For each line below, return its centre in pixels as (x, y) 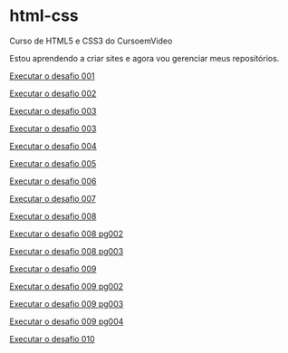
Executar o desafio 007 (53, 198)
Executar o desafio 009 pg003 (67, 303)
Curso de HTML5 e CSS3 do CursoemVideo (91, 41)
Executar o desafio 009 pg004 (67, 321)
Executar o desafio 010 (52, 339)
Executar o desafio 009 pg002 (67, 286)
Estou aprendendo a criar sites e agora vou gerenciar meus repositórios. (144, 58)
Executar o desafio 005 (53, 163)
